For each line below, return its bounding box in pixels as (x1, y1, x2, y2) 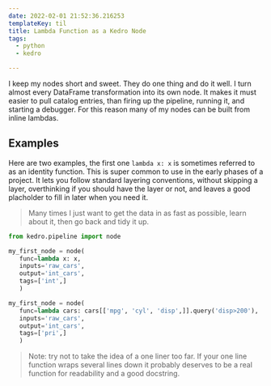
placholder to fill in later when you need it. (8, 192, 148, 202)
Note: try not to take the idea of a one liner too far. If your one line (28, 351, 248, 361)
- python (15, 42, 45, 50)
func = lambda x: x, (19, 254, 82, 263)
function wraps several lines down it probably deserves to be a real (28, 360, 253, 370)
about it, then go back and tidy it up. (28, 216, 150, 227)
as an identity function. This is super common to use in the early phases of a (8, 167, 264, 176)
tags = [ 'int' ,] (19, 277, 67, 286)
